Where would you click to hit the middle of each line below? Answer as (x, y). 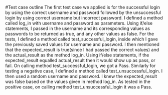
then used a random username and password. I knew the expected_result (81, 76)
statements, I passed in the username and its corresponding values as (78, 28)
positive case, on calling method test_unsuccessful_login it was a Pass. (79, 87)
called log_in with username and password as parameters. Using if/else (79, 23)
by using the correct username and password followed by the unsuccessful (83, 12)
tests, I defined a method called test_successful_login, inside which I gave (81, 39)
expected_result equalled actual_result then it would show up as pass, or (80, 60)
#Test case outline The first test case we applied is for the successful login (83, 7)
